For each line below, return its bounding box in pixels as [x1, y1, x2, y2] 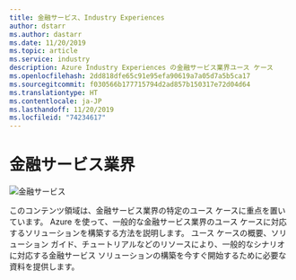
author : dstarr [9, 22, 66, 31]
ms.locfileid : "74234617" [9, 113, 106, 122]
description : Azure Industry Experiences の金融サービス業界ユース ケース [9, 64, 274, 73]
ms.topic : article [9, 47, 78, 56]
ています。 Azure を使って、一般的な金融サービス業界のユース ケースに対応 [9, 216, 287, 227]
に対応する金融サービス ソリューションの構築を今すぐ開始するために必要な [9, 250, 287, 261]
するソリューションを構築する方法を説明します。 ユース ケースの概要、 [9, 228, 272, 239]
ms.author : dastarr [9, 30, 83, 39]
